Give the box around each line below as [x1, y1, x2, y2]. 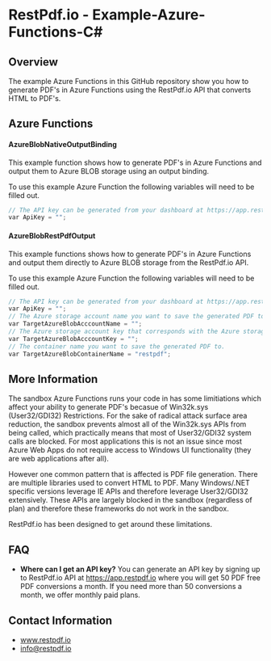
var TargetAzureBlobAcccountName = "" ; [8, 320, 143, 328]
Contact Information [8, 613, 113, 627]
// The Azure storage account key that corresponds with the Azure [8, 327, 240, 336]
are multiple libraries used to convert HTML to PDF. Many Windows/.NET [8, 478, 250, 488]
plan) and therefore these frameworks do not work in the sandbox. [8, 503, 230, 514]
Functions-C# [8, 23, 103, 41]
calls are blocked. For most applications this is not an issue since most [8, 436, 243, 446]
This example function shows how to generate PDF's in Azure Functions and [8, 158, 262, 167]
